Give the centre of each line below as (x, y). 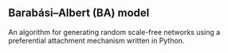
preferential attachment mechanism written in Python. (96, 40)
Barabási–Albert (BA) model (79, 13)
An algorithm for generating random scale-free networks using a (114, 32)
